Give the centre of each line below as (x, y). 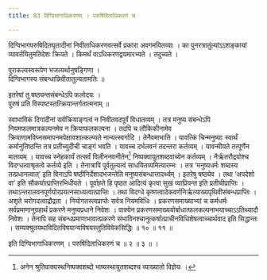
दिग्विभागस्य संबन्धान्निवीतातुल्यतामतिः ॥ (56, 79)
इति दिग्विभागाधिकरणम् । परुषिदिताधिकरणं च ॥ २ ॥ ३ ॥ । (83, 244)
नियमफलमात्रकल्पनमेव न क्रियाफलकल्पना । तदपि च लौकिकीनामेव (90, 128)
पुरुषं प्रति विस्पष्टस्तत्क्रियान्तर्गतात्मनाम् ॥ (59, 103)
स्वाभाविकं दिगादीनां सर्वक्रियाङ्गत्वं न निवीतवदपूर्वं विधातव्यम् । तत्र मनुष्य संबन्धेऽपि (109, 119)
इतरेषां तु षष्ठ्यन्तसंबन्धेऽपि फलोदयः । (54, 94)
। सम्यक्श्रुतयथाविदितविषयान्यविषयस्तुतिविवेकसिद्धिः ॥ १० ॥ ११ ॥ (91, 228)
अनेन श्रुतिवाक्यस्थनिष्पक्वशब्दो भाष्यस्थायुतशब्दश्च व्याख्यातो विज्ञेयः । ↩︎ (108, 267)
